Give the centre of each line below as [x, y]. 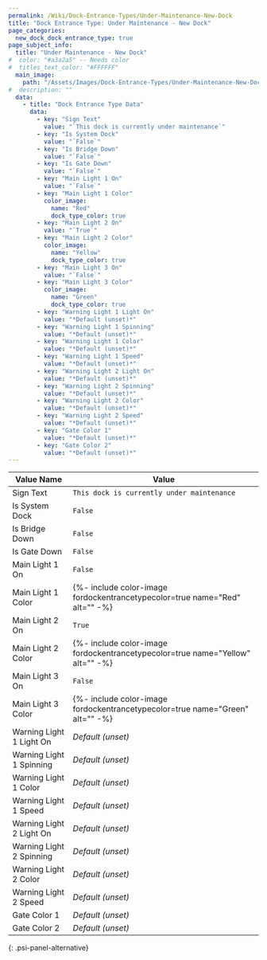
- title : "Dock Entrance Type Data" [83, 104]
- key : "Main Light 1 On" [80, 179]
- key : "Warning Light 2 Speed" [91, 416]
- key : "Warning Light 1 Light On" [96, 312]
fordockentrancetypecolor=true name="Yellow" [162, 653]
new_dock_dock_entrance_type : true [74, 38]
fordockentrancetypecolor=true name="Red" [157, 598]
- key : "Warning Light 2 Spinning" [96, 386]
